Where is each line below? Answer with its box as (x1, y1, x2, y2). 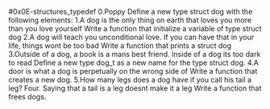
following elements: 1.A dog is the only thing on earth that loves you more (8, 15, 252, 25)
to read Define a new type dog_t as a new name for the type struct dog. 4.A (8, 58, 260, 67)
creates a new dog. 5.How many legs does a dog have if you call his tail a (8, 75, 252, 84)
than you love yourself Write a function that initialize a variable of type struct (8, 24, 262, 33)
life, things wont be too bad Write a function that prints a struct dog (8, 41, 232, 50)
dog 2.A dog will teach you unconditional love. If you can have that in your (8, 32, 255, 42)
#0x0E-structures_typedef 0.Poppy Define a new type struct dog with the (8, 7, 253, 16)
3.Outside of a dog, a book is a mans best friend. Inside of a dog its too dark (8, 50, 261, 59)
